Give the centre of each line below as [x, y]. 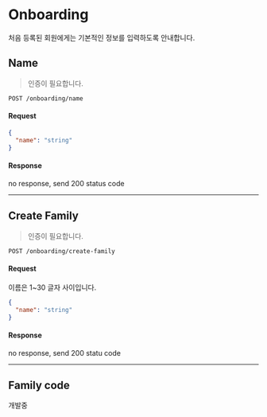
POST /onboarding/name [46, 98]
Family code [39, 386]
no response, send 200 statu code [65, 353]
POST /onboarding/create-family [62, 251]
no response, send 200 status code [66, 183]
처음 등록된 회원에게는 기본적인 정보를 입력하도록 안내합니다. [102, 37]
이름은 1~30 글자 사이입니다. [52, 287]
